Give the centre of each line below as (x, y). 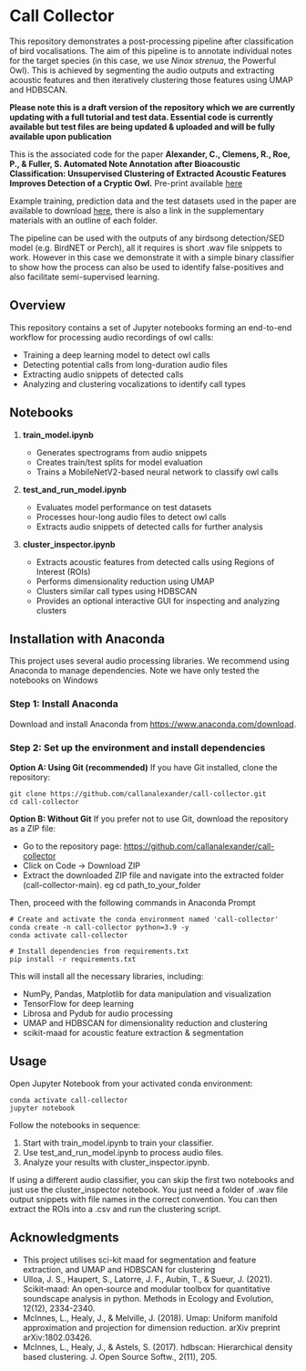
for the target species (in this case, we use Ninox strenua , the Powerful (143, 60)
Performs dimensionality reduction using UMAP (125, 581)
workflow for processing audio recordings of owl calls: (112, 337)
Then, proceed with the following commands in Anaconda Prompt (133, 902)
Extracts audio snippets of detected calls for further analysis (150, 527)
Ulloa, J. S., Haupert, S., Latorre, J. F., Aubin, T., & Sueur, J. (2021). (148, 1279)
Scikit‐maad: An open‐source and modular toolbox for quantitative (146, 1289)
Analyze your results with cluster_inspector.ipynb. (116, 1162)
